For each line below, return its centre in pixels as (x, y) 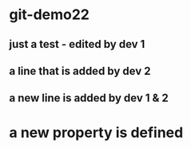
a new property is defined (96, 132)
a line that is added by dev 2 (80, 71)
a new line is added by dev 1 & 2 (89, 98)
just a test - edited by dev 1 (77, 44)
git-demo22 (50, 15)
